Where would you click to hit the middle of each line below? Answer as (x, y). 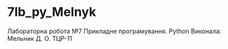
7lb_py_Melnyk (52, 12)
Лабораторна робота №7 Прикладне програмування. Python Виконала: (114, 31)
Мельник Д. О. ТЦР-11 (40, 38)
